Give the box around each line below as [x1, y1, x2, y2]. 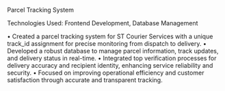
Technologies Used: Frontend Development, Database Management [7, 19, 198, 27]
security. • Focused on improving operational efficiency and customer [7, 68, 204, 77]
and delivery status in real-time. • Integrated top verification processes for [7, 54, 217, 62]
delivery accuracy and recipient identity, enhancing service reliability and [7, 62, 213, 69]
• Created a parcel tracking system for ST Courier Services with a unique [7, 32, 213, 40]
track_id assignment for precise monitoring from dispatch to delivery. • [7, 40, 207, 47]
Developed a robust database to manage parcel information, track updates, [7, 47, 219, 55]
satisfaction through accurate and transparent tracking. [7, 76, 163, 84]
